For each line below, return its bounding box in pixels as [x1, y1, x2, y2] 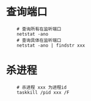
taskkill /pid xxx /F [16, 89, 69, 95]
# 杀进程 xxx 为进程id [16, 84, 67, 90]
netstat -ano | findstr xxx [16, 42, 85, 48]
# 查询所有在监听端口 [16, 26, 62, 32]
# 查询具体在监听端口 [16, 37, 62, 43]
